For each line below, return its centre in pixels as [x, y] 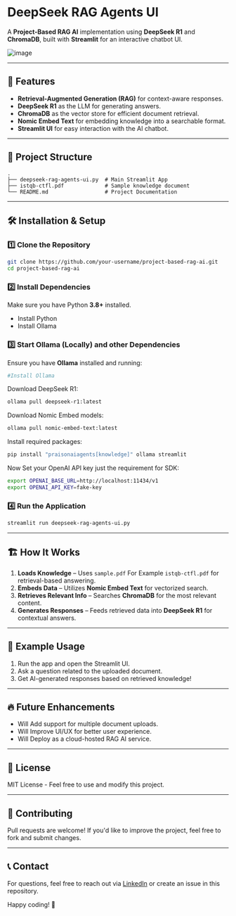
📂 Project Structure [50, 157]
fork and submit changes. [44, 838]
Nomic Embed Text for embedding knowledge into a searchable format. [122, 121]
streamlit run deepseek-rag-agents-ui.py [69, 523]
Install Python [37, 319]
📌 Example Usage [46, 647]
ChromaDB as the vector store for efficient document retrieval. [108, 113]
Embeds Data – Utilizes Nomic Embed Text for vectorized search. [113, 587]
